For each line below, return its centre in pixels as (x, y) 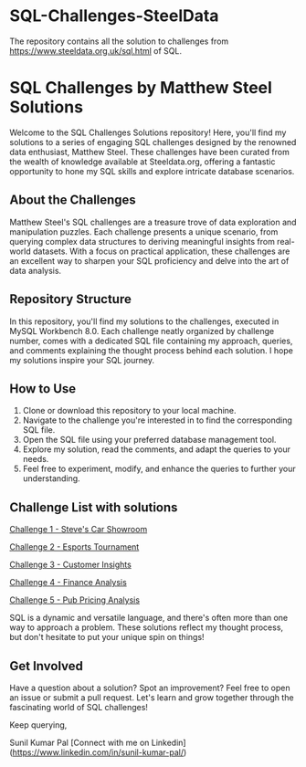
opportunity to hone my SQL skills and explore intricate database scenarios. (152, 171)
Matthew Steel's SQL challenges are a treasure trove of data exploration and (153, 222)
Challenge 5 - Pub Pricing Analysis (74, 600)
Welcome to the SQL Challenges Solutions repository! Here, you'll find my (148, 132)
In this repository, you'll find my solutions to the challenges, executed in (144, 321)
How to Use (43, 389)
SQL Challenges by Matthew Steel (141, 88)
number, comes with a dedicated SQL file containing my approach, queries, (151, 341)
